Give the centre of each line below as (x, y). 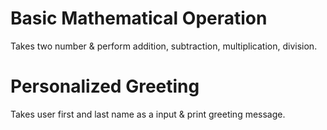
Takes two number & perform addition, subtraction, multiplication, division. (164, 46)
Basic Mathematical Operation (139, 18)
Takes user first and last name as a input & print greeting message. (148, 114)
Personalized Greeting (105, 86)
